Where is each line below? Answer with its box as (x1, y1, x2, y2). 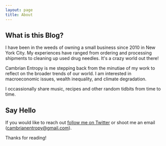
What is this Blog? (5, 31, 64, 40)
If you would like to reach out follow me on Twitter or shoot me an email (5, 120, 155, 126)
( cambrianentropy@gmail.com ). (5, 125, 72, 131)
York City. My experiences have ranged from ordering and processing (5, 50, 152, 56)
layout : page (5, 7, 33, 13)
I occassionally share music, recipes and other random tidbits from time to (5, 86, 161, 92)
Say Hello (5, 106, 36, 114)
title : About (5, 12, 33, 17)
